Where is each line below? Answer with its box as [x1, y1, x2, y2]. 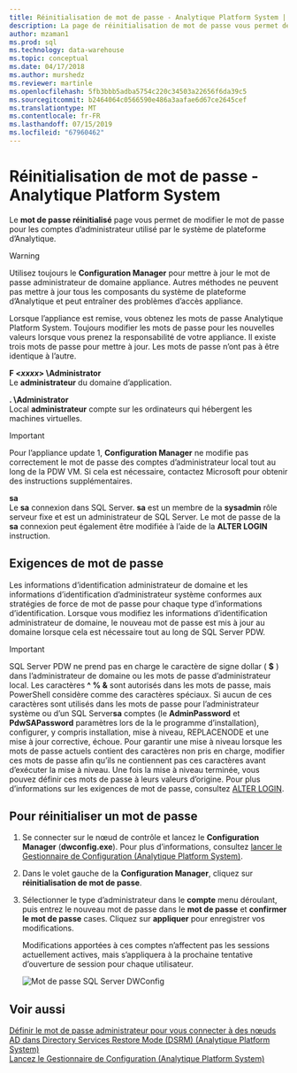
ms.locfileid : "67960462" [9, 128, 104, 137]
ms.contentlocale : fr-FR [9, 112, 101, 120]
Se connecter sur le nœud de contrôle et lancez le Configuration [21, 832, 259, 843]
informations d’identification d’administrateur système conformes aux [9, 589, 263, 599]
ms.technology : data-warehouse [9, 46, 125, 55]
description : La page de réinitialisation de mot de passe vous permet [9, 21, 278, 30]
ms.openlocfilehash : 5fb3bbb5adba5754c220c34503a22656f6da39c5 [9, 87, 247, 96]
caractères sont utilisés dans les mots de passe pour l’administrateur [9, 699, 259, 709]
